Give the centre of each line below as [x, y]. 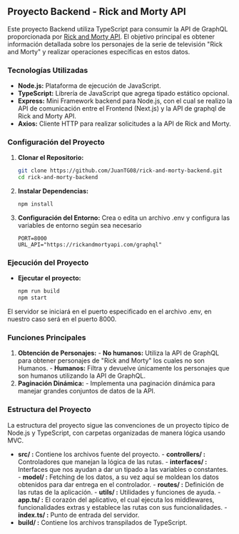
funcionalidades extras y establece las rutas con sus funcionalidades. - [122, 507]
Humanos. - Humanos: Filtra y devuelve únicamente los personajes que [123, 368]
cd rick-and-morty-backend [58, 178]
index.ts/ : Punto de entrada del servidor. [78, 515]
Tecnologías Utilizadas [48, 70]
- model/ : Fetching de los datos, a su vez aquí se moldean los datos [118, 477]
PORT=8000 [32, 238]
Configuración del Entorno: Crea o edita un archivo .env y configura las [124, 218]
